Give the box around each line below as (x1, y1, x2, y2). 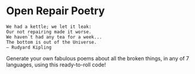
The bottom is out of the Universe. (6, 39, 97, 45)
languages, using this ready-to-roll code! (6, 61, 106, 68)
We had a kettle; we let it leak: (6, 24, 92, 30)
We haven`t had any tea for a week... (6, 34, 102, 40)
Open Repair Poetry (6, 4, 105, 18)
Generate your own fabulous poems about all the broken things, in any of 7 (6, 54, 189, 62)
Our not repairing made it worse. (6, 28, 92, 35)
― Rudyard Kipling (6, 44, 52, 50)
